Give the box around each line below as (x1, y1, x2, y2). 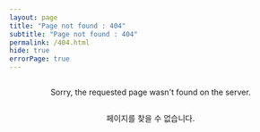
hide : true (9, 46, 50, 55)
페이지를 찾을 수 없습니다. (106, 113, 195, 123)
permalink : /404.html (9, 37, 91, 47)
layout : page (9, 12, 58, 22)
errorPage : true (9, 54, 70, 63)
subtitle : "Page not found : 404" (9, 29, 139, 38)
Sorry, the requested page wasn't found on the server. (50, 87, 251, 97)
